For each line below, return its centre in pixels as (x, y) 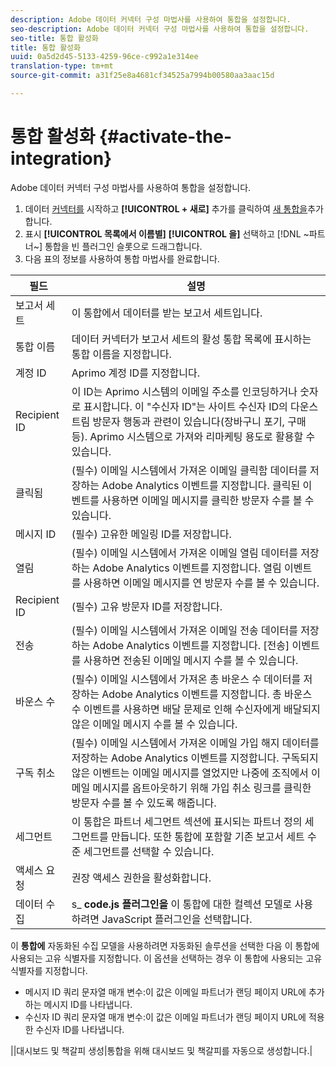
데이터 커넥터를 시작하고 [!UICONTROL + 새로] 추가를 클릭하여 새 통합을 (166, 208)
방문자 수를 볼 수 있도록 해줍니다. (144, 803)
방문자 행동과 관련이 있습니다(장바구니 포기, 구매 (199, 421)
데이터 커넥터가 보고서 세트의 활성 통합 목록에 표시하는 (191, 339)
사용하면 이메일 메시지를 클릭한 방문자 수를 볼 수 (208, 500)
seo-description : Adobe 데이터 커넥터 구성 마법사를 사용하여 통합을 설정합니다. (160, 29)
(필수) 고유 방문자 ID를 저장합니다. (147, 606)
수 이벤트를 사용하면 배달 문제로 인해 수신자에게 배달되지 (196, 709)
